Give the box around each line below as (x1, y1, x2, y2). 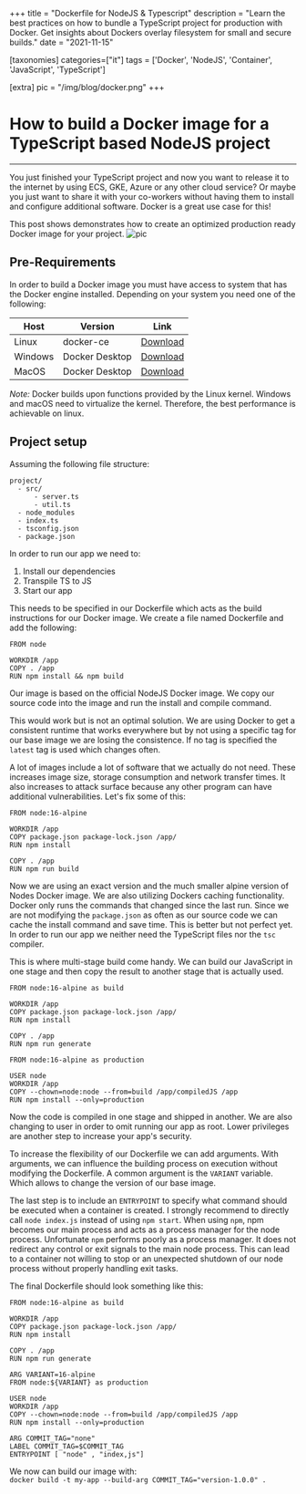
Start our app (22, 585, 73, 596)
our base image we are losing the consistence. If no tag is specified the (9, 734, 278, 745)
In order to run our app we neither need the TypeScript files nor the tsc (9, 929, 276, 939)
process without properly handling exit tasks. (9, 1262, 179, 1273)
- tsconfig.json (17, 524, 79, 533)
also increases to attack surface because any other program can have (9, 781, 272, 792)
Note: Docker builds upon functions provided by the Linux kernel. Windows (9, 388, 291, 399)
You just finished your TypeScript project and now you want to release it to (9, 171, 290, 182)
